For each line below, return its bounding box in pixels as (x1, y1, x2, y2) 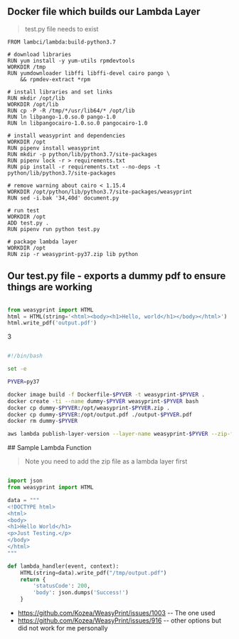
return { (20, 576, 46, 583)
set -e (7, 365, 27, 373)
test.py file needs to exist (24, 24, 99, 33)
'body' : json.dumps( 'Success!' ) (33, 589, 129, 596)
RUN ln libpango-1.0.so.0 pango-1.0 (7, 113, 116, 121)
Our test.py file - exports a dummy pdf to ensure (7, 270, 226, 282)
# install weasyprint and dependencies (7, 132, 126, 139)
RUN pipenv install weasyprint (7, 144, 100, 152)
